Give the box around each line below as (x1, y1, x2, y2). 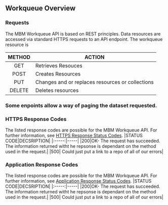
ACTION (84, 53, 105, 60)
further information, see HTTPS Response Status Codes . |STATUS (5, 132, 143, 138)
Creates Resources (35, 70, 81, 77)
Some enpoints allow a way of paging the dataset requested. (5, 102, 157, 109)
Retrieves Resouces (35, 62, 82, 69)
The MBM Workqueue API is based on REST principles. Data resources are (5, 30, 161, 37)
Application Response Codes (5, 161, 78, 168)
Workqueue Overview (5, 4, 76, 13)
